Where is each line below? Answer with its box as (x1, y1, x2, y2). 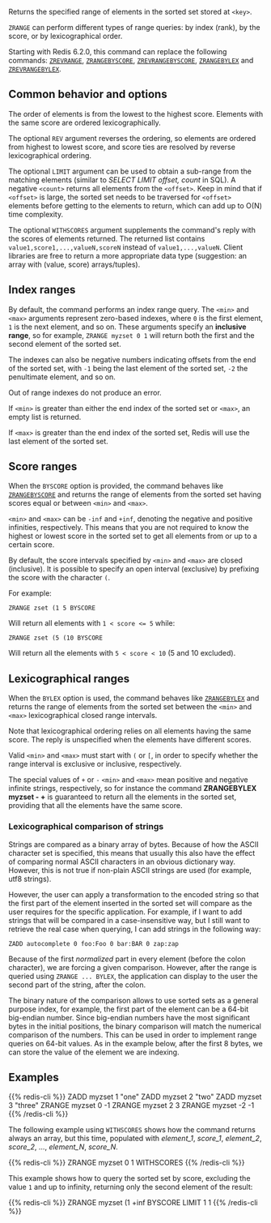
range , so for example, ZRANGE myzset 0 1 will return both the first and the (8, 330, 255, 340)
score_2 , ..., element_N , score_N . (8, 1142, 119, 1152)
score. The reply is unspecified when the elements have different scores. (8, 735, 252, 745)
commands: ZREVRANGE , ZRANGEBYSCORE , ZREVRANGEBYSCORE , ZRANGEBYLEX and (8, 56, 254, 65)
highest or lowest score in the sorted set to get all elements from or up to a (8, 531, 257, 541)
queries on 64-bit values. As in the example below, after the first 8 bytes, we (8, 1038, 263, 1048)
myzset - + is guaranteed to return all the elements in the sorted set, (8, 792, 237, 802)
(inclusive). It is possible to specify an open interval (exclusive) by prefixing (8, 564, 260, 574)
